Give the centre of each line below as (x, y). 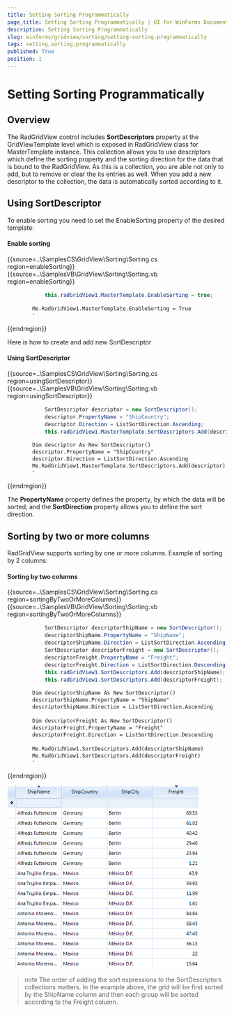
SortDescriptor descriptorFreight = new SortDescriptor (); (132, 650)
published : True (31, 52)
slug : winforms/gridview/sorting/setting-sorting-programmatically (107, 37)
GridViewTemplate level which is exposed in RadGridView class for (103, 144)
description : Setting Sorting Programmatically (78, 29)
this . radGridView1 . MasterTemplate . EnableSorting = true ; (129, 295)
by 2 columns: (28, 561)
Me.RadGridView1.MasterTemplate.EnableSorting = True (112, 308)
